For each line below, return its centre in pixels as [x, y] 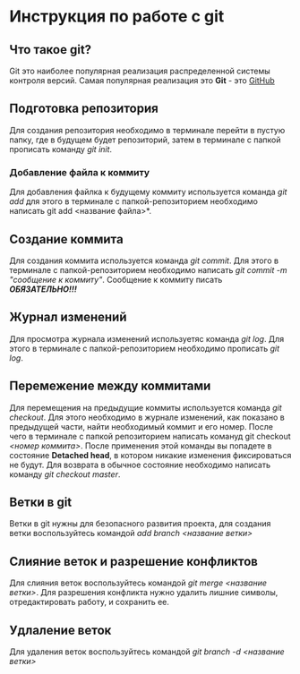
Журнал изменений [68, 317]
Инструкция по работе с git [117, 17]
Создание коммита [66, 239]
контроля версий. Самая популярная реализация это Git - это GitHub [142, 81]
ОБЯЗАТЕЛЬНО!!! [43, 289]
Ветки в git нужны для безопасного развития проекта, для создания [140, 524]
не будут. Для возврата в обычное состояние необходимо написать [140, 465]
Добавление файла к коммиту [80, 172]
